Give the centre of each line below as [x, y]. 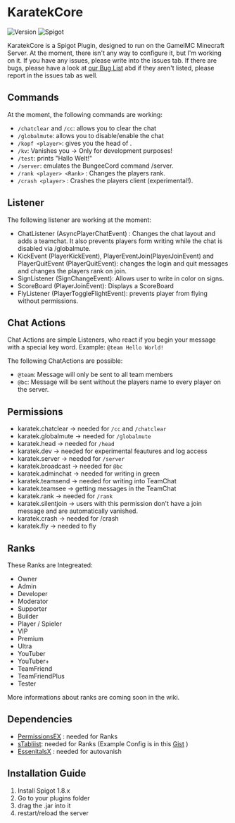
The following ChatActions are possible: [65, 361]
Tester [27, 683]
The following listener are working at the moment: [79, 220]
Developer [32, 594]
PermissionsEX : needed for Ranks [68, 736]
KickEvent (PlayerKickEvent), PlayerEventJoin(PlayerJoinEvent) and [116, 256]
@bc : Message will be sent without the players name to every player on [119, 382]
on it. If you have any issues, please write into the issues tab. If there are [112, 60]
